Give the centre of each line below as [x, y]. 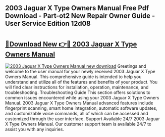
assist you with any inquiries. [35, 129]
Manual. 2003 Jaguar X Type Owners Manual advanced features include [79, 103]
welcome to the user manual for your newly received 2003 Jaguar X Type [80, 71]
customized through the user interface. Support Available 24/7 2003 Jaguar [82, 119]
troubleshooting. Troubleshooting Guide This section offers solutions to [78, 92]
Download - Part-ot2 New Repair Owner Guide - [80, 16]
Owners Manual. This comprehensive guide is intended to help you [73, 77]
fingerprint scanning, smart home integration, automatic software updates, [81, 108]
